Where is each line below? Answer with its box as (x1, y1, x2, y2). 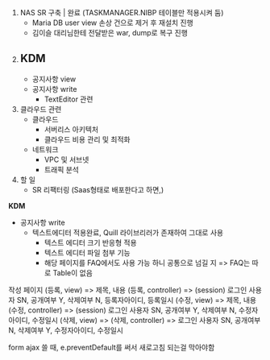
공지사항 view (31, 74, 77, 84)
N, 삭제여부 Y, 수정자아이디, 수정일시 (8, 325, 123, 335)
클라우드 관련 (19, 104, 62, 114)
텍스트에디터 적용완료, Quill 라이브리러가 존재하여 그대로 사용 (31, 227, 224, 237)
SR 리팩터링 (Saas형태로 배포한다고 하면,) (31, 184, 164, 194)
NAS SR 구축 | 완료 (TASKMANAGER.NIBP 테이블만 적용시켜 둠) (19, 8, 224, 17)
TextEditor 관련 (44, 94, 93, 104)
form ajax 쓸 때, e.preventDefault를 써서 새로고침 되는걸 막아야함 (8, 342, 215, 352)
